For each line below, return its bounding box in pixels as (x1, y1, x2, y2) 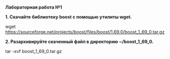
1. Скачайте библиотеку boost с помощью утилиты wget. (5, 14, 133, 19)
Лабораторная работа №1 (5, 4, 62, 10)
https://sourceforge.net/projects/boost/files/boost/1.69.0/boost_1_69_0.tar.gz (5, 29, 165, 34)
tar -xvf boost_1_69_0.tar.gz (5, 48, 62, 54)
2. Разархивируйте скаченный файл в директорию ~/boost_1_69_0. (5, 38, 154, 44)
